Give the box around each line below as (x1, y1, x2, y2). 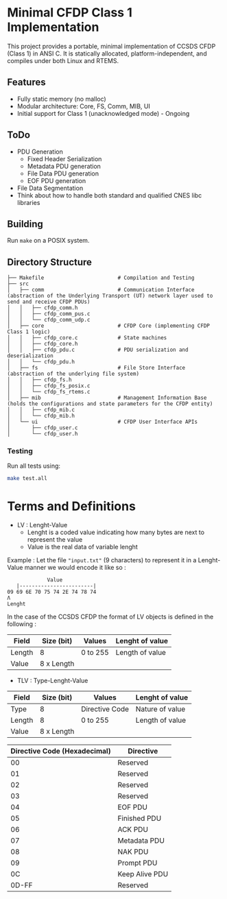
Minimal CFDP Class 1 (7, 5, 132, 21)
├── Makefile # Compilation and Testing (7, 274, 195, 282)
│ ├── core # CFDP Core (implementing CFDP (7, 322, 211, 330)
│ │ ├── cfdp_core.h (7, 341, 78, 348)
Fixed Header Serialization (27, 154, 102, 163)
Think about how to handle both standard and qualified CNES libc (16, 191, 202, 200)
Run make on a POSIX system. (7, 237, 90, 245)
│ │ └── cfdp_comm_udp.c (7, 317, 91, 324)
